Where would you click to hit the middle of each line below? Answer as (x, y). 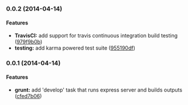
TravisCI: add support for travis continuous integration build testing (96, 36)
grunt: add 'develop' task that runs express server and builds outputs (98, 90)
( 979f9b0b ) (28, 42)
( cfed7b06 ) (28, 96)
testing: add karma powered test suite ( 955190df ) (75, 48)
